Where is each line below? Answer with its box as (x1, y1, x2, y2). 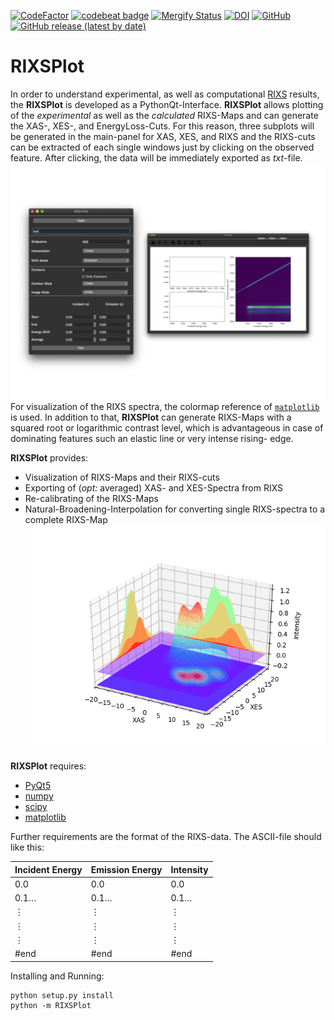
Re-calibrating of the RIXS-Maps (24, 492, 159, 504)
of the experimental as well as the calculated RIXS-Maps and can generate (10, 109, 319, 121)
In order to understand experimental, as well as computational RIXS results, (10, 88, 320, 100)
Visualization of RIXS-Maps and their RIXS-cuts (24, 471, 220, 483)
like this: (10, 841, 45, 854)
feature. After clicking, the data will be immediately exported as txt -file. (10, 151, 303, 164)
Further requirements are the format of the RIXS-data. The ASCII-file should (10, 831, 322, 843)
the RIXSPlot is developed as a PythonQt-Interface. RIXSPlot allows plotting (10, 98, 324, 110)
